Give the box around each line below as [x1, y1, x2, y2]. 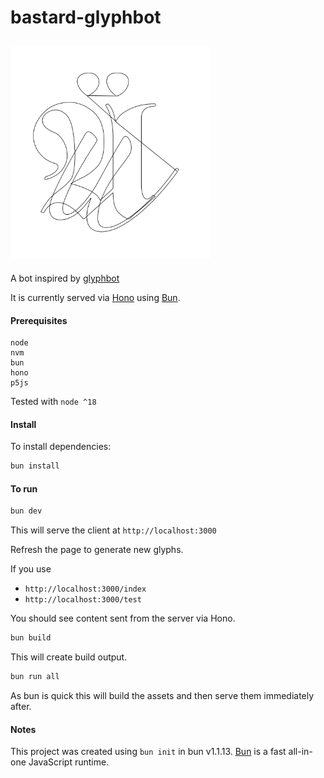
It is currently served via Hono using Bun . [10, 291, 181, 303]
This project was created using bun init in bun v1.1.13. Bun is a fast [10, 746, 287, 758]
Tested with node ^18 [10, 396, 97, 408]
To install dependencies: [10, 441, 112, 453]
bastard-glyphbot [10, 6, 162, 29]
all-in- [288, 746, 313, 758]
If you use [10, 563, 52, 575]
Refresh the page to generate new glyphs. [10, 544, 184, 556]
